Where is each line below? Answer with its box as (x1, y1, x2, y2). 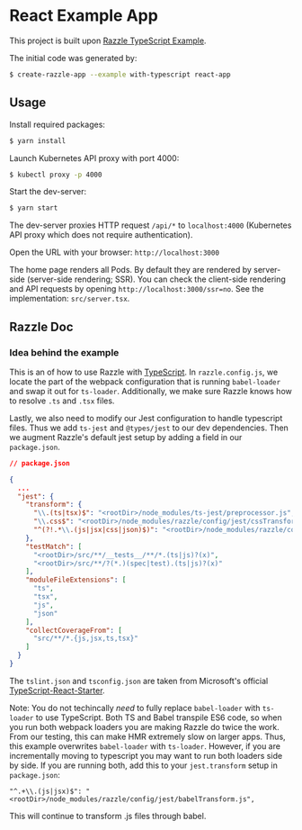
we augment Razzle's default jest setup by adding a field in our (9, 431, 243, 442)
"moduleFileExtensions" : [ (25, 575, 127, 585)
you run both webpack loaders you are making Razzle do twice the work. (9, 721, 280, 732)
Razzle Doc (9, 319, 74, 334)
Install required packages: (9, 119, 106, 130)
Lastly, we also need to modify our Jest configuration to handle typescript (9, 412, 283, 423)
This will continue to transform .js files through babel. (9, 810, 207, 821)
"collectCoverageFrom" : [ (25, 626, 123, 635)
